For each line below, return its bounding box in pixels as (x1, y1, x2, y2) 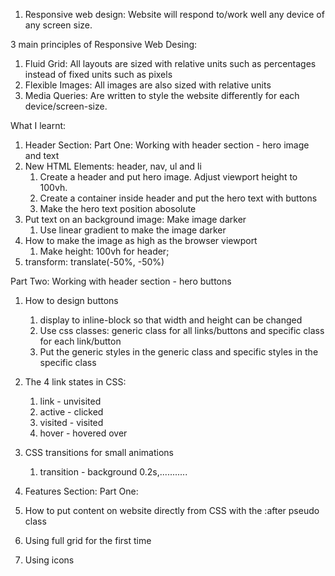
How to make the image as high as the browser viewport (24, 235, 258, 246)
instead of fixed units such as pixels (24, 69, 173, 80)
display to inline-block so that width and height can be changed (39, 314, 303, 326)
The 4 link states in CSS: (24, 376, 127, 388)
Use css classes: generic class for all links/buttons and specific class (39, 325, 325, 336)
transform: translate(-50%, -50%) (24, 256, 165, 268)
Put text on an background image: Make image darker (24, 214, 247, 225)
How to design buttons (24, 295, 119, 306)
